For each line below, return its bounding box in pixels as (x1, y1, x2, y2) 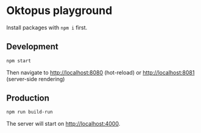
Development (6, 41, 59, 52)
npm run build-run (6, 109, 53, 115)
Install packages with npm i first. (6, 24, 88, 31)
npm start (6, 57, 32, 64)
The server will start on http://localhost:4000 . (6, 120, 121, 128)
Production (6, 93, 50, 104)
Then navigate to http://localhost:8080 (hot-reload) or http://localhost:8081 (6, 68, 195, 76)
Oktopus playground (6, 4, 113, 18)
